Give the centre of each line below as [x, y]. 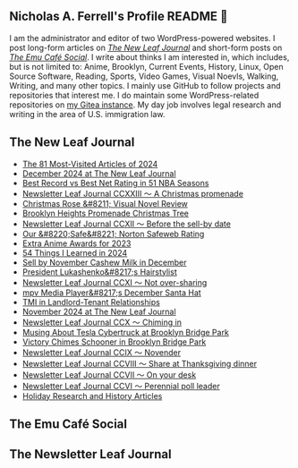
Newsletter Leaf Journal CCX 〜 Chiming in [102, 322]
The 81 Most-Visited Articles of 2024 [90, 164]
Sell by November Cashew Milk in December [104, 262]
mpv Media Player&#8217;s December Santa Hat [111, 293]
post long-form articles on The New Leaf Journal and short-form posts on [146, 47]
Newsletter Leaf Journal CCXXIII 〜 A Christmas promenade [133, 193]
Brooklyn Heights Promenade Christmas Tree [106, 213]
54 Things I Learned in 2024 [75, 252]
